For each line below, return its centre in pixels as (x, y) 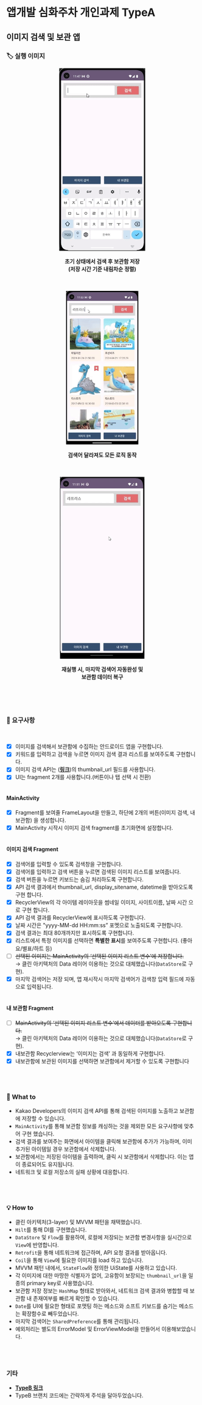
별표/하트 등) (37, 948)
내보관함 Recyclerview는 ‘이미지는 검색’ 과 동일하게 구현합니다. (90, 1053)
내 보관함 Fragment (30, 1008)
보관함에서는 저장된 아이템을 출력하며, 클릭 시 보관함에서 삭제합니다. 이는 (101, 1157)
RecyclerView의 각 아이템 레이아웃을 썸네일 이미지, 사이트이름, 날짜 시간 (101, 903)
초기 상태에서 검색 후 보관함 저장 (102, 261)
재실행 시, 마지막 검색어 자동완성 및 (102, 669)
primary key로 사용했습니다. (60, 1283)
